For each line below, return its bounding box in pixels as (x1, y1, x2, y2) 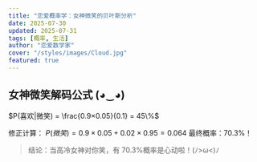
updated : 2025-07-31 (8, 26, 78, 34)
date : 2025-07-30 (8, 19, 67, 27)
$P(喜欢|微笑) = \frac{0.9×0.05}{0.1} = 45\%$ (8, 111, 160, 120)
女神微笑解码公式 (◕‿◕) (8, 88, 126, 102)
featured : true (8, 57, 59, 65)
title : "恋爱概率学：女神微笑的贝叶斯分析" (8, 11, 137, 20)
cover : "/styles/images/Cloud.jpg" (8, 49, 128, 57)
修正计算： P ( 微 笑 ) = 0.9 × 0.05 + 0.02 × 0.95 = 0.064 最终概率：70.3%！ (8, 128, 253, 137)
